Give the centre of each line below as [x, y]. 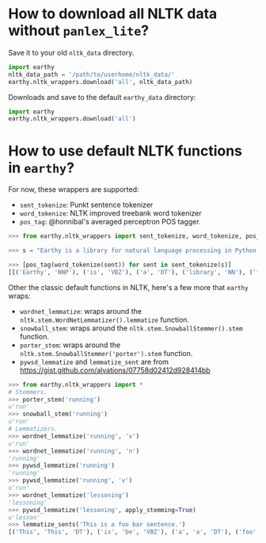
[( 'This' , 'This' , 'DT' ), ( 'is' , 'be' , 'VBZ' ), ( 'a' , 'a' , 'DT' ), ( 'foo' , [134, 532]
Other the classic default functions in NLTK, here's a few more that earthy [128, 287]
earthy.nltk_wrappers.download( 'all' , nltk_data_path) [101, 82]
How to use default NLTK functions [125, 151]
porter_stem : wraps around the [70, 345]
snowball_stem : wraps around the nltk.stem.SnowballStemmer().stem [131, 328]
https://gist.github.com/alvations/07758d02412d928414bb [115, 370]
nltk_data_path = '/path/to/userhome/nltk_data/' [92, 75]
